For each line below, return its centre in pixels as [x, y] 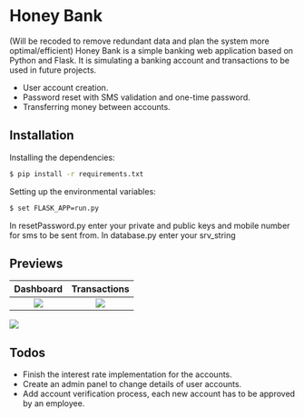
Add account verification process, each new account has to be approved [159, 394]
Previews [36, 263]
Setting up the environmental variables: [83, 191]
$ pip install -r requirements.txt [77, 174]
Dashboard [39, 289]
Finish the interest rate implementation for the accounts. [127, 374]
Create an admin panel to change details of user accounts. [132, 384]
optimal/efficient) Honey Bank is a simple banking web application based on [151, 50]
